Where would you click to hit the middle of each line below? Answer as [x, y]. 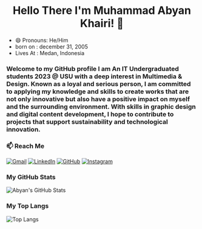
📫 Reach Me [25, 146]
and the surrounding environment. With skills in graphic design [101, 107]
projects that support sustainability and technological [87, 122]
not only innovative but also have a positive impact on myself [98, 99]
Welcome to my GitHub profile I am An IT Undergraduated [93, 68]
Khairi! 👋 [102, 23]
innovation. [23, 129]
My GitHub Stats [31, 178]
